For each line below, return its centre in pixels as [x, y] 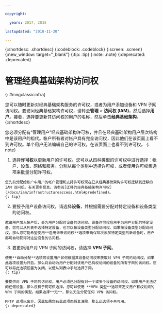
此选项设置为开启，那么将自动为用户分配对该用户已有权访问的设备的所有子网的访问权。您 [81, 263]
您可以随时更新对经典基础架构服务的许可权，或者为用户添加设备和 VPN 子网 [81, 104]
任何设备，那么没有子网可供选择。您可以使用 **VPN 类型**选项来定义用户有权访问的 [81, 287]
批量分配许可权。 [38, 172]
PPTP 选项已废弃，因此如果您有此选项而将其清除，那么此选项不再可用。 [66, 302]
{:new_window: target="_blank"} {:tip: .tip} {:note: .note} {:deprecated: [75, 54]
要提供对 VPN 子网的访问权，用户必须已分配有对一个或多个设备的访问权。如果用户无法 [79, 282]
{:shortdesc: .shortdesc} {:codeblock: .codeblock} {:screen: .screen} [74, 50]
